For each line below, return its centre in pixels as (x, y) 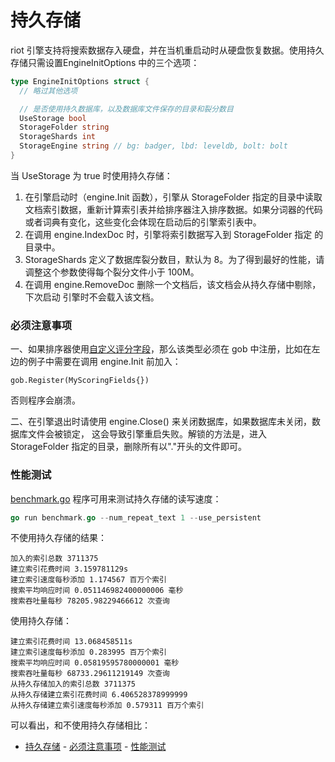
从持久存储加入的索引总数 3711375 (73, 684)
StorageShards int (58, 137)
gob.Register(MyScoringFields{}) (80, 381)
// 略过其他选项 (48, 91)
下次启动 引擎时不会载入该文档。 (92, 297)
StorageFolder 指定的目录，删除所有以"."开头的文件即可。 (128, 447)
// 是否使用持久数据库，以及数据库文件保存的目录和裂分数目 (126, 109)
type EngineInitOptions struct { (80, 81)
